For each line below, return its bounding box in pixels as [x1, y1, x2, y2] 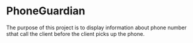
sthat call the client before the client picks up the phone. [6, 30, 145, 37]
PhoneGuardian [6, 4, 85, 18]
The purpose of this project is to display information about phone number [6, 24, 187, 31]
